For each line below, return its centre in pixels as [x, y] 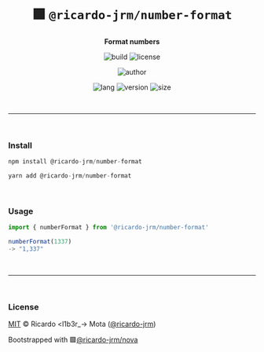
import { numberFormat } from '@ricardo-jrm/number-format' [109, 228]
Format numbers [132, 41]
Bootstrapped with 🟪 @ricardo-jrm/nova [73, 340]
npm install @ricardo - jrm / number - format [75, 162]
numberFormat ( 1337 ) [40, 242]
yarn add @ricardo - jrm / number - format [70, 176]
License [24, 306]
